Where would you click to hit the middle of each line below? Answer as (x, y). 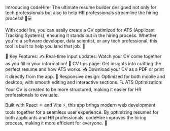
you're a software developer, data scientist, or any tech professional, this (81, 41)
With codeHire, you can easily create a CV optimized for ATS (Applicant (80, 30)
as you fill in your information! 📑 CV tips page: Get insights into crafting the (83, 63)
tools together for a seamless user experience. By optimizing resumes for (82, 112)
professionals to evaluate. (32, 95)
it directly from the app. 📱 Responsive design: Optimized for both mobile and (85, 76)
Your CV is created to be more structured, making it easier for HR (73, 90)
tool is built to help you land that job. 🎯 (45, 46)
